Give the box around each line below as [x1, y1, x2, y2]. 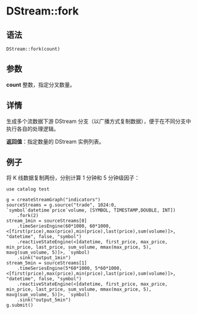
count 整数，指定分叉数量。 [6, 81, 76, 88]
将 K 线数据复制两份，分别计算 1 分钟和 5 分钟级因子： [6, 174, 140, 181]
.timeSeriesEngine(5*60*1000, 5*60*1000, [17, 265, 122, 272]
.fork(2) [17, 213, 39, 219]
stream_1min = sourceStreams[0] [6, 218, 87, 224]
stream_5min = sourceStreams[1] [6, 260, 87, 266]
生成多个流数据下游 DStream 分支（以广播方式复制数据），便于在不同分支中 [6, 118, 192, 125]
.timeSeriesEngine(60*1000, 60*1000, [17, 223, 112, 230]
